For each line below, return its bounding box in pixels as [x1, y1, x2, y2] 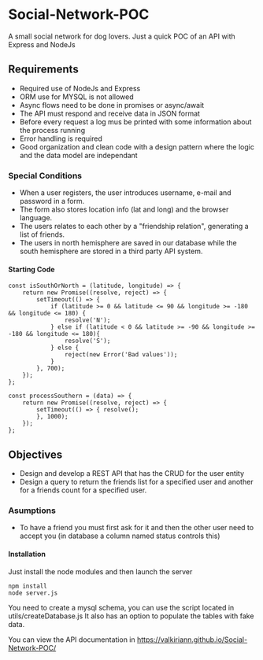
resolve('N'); [64, 316, 111, 324]
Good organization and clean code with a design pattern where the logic [19, 142, 254, 151]
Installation [8, 549, 46, 559]
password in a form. [19, 197, 85, 206]
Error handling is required [19, 134, 102, 143]
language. [19, 213, 53, 223]
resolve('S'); [64, 337, 111, 345]
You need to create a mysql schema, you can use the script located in [8, 603, 235, 612]
